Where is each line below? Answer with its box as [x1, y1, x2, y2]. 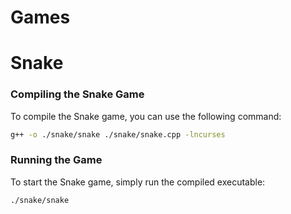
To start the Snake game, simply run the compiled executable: [10, 176, 266, 188]
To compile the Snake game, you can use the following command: [10, 110, 282, 122]
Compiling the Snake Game [10, 87, 145, 101]
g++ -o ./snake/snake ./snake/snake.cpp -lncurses [10, 129, 226, 140]
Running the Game [10, 153, 103, 167]
